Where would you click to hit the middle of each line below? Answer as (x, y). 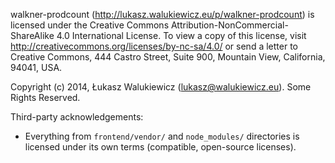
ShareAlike (32, 35)
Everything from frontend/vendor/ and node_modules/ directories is (162, 136)
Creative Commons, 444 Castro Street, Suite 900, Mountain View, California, (168, 57)
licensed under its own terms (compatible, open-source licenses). (160, 147)
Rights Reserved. (45, 97)
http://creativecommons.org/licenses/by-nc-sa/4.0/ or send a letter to (154, 46)
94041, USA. (36, 67)
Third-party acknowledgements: (77, 117)
